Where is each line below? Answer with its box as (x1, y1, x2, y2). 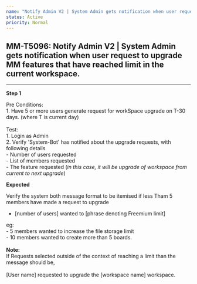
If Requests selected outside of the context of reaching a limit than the (6, 253, 176, 260)
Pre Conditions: (6, 101, 43, 109)
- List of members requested (6, 157, 75, 164)
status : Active (6, 14, 43, 20)
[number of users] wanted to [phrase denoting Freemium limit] (14, 210, 166, 217)
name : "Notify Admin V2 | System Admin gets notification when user (6, 8, 177, 15)
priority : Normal (6, 19, 49, 25)
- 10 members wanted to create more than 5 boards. (6, 234, 133, 241)
